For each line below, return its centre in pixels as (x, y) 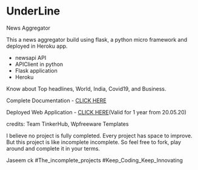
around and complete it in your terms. (53, 148)
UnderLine (33, 11)
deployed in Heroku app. (37, 46)
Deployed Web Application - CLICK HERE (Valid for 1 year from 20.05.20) (96, 112)
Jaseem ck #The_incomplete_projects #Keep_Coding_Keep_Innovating (95, 160)
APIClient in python (39, 64)
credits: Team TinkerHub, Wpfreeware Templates (68, 124)
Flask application (36, 70)
